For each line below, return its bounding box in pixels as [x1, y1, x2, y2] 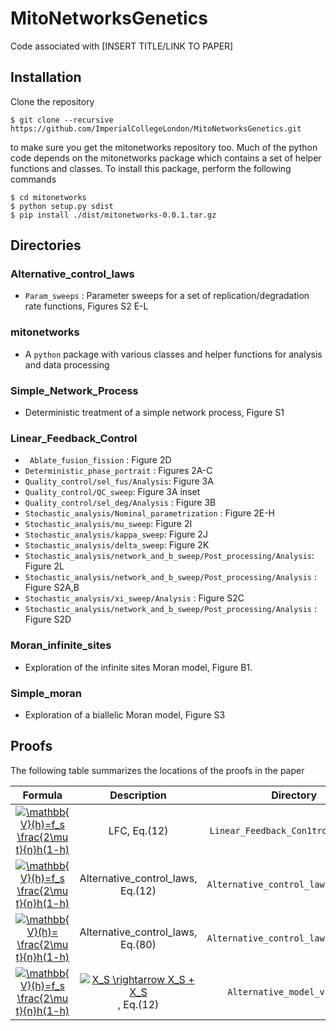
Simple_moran [10, 686, 82, 700]
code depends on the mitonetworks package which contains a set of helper [10, 152, 322, 164]
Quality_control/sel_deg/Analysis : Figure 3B [24, 497, 217, 509]
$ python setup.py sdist [10, 201, 114, 211]
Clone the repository [10, 95, 95, 107]
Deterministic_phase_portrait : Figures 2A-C [24, 465, 213, 477]
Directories [10, 237, 82, 254]
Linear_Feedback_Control [10, 431, 138, 445]
